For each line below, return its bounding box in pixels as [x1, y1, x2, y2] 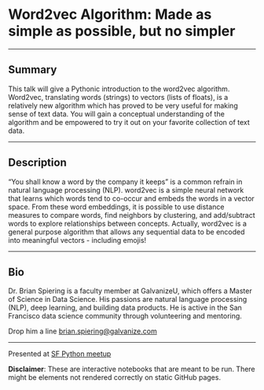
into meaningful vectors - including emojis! [8, 235, 147, 245]
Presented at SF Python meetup [8, 349, 112, 359]
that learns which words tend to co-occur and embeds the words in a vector [8, 193, 255, 203]
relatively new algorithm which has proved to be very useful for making [8, 101, 238, 110]
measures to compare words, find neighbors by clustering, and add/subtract [8, 210, 255, 219]
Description [8, 156, 67, 170]
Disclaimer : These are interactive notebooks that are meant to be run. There [8, 364, 255, 374]
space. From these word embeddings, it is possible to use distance [8, 202, 225, 212]
